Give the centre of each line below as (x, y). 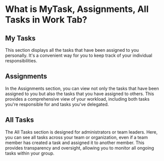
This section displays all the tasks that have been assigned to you (72, 50)
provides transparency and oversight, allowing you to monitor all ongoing (80, 148)
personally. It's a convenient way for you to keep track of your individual (79, 55)
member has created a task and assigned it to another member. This (75, 143)
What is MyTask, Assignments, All (77, 9)
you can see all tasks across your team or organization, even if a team (77, 137)
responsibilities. (21, 61)
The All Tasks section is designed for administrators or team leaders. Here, (81, 132)
